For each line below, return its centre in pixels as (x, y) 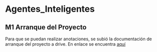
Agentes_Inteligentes (50, 9)
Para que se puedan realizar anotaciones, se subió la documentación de (78, 39)
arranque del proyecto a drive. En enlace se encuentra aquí (65, 44)
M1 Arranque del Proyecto (46, 27)
